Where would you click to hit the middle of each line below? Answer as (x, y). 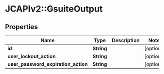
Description (126, 40)
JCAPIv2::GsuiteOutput (54, 9)
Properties (21, 27)
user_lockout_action (32, 56)
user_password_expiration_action (48, 64)
